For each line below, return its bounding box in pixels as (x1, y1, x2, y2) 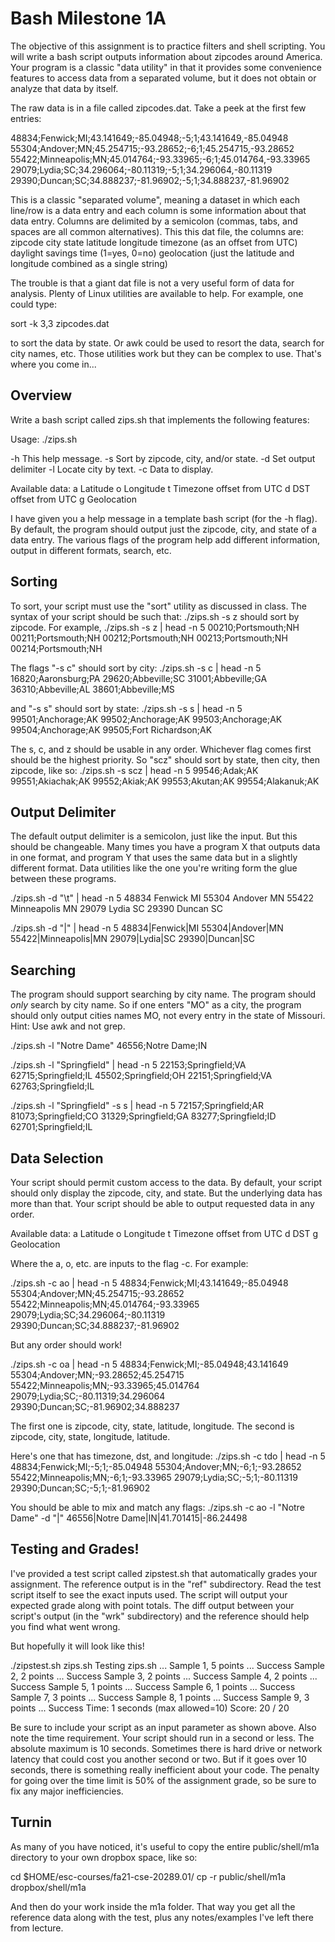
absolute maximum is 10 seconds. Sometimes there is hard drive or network (10, 1742, 323, 1754)
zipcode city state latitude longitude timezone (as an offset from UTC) (10, 236, 298, 248)
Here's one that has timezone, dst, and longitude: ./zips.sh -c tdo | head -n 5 (10, 1450, 326, 1462)
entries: (10, 112, 42, 124)
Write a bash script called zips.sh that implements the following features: (10, 413, 310, 426)
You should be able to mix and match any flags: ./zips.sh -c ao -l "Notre (10, 1502, 305, 1513)
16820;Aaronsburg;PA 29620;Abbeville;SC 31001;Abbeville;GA (10, 672, 268, 684)
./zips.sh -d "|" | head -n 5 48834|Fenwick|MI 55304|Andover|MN (10, 922, 284, 934)
